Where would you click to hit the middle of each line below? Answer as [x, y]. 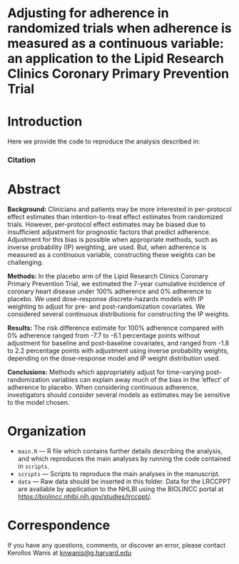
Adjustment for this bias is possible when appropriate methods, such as [113, 239]
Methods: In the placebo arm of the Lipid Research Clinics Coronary [108, 276]
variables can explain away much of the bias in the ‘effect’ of [140, 379]
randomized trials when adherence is [119, 28]
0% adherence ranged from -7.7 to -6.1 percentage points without [104, 335]
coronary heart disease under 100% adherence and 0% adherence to [110, 291]
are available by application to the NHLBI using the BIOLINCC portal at [121, 489]
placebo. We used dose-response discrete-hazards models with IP [106, 298]
